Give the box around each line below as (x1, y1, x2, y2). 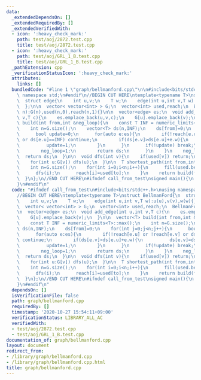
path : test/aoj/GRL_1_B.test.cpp (17, 53, 100, 59)
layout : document (6, 342, 50, 349)
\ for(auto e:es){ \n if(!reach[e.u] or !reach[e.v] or (17, 231, 188, 237)
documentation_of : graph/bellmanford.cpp (6, 337, 111, 343)
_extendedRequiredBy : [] (11, 20, 74, 26)
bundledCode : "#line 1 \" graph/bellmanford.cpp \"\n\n (11, 87, 148, 93)
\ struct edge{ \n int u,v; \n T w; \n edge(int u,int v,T (17, 98, 186, 104)
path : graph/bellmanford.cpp (11, 298, 84, 304)
